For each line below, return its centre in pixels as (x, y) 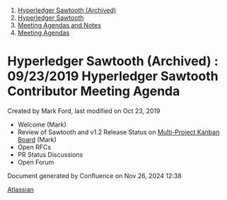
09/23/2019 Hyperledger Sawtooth (113, 76)
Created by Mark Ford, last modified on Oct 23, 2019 (84, 111)
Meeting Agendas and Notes (59, 25)
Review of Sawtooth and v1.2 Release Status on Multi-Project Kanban (118, 132)
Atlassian (21, 189)
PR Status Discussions (50, 154)
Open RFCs (34, 147)
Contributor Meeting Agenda (94, 92)
